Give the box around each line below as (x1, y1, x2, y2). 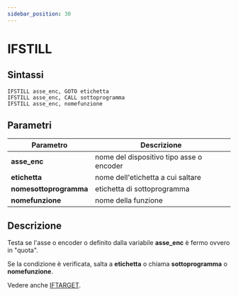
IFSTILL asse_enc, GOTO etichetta (7, 88, 110, 95)
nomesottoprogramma (11, 184, 89, 194)
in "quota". (7, 246, 39, 255)
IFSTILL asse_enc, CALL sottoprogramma (7, 93, 125, 101)
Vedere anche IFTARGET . (7, 281, 81, 290)
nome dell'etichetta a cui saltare (95, 173, 202, 183)
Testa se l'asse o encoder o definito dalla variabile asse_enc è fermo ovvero (7, 239, 230, 247)
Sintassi (7, 69, 44, 81)
